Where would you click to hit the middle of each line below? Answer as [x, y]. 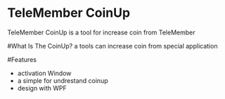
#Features [22, 59]
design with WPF [42, 88]
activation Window [44, 73]
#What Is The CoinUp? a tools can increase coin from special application [112, 46]
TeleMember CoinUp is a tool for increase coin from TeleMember [101, 32]
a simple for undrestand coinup [63, 80]
